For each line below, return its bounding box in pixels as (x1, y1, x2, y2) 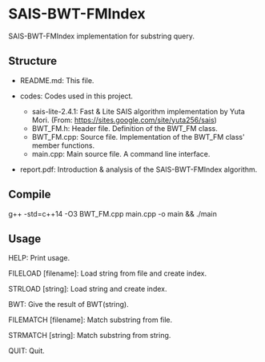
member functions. (31, 141, 95, 150)
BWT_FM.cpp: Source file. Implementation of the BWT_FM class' (31, 132, 246, 141)
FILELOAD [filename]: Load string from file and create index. (8, 269, 207, 278)
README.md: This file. (19, 75, 94, 85)
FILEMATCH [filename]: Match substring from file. (8, 315, 173, 324)
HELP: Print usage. (8, 253, 70, 263)
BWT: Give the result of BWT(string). (8, 300, 130, 309)
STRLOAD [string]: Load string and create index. (8, 284, 167, 294)
